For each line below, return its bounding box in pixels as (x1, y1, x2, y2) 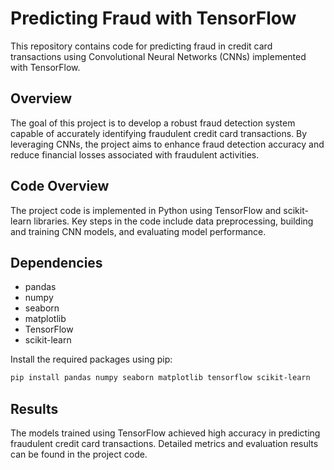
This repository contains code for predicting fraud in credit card (10, 40, 273, 52)
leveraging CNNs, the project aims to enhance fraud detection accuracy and (10, 138, 325, 150)
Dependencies (10, 254, 103, 271)
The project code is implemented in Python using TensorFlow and (10, 204, 282, 216)
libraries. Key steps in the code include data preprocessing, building (33, 215, 314, 227)
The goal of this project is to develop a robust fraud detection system (10, 117, 296, 129)
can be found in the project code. (10, 448, 148, 461)
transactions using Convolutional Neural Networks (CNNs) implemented (10, 50, 307, 62)
